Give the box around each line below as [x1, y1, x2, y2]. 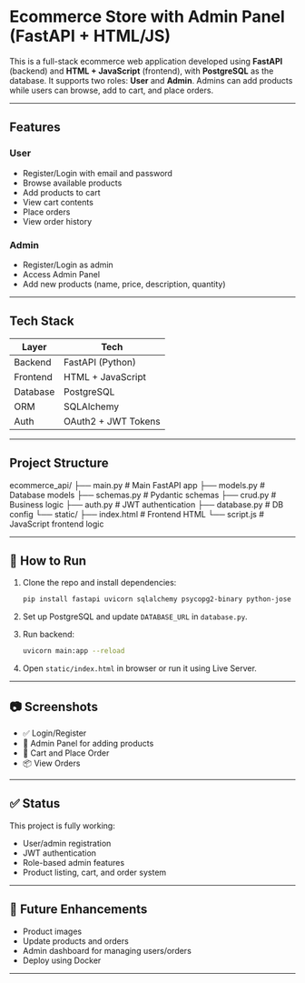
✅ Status [9, 796, 61, 811]
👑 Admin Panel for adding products [22, 737, 154, 748]
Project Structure [9, 456, 109, 471]
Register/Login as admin [22, 259, 113, 270]
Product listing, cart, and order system [22, 867, 167, 878]
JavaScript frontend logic [9, 518, 104, 529]
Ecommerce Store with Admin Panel [9, 6, 286, 27]
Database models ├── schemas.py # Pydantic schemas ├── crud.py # [9, 489, 277, 500]
